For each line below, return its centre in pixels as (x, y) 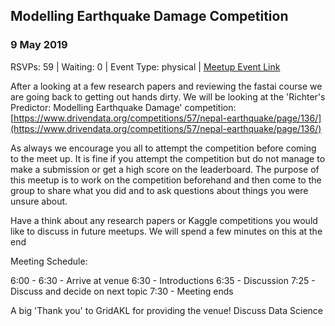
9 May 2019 (39, 45)
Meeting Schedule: (49, 261)
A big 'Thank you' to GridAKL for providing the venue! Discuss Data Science (167, 310)
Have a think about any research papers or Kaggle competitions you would (164, 220)
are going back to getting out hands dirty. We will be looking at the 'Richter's (168, 96)
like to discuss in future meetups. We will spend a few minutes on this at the (166, 231)
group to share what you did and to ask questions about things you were (159, 190)
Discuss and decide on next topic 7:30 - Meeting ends (122, 291)
